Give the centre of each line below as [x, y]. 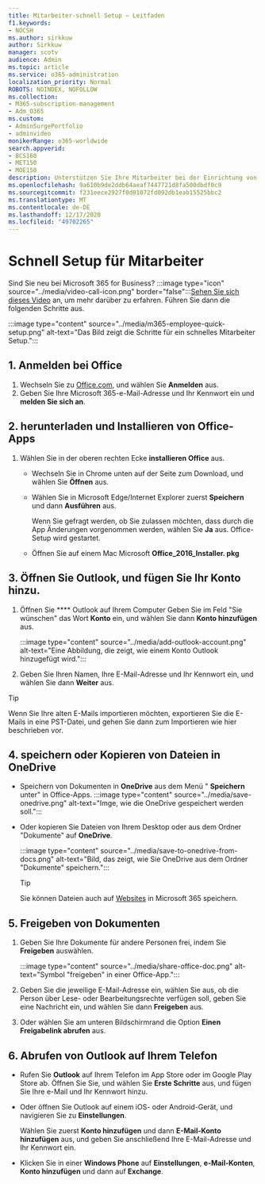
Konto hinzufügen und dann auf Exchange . [92, 1171]
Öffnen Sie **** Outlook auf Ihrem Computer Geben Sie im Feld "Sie [131, 609]
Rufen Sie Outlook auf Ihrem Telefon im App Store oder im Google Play [136, 1075]
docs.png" [37, 859]
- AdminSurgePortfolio [46, 126]
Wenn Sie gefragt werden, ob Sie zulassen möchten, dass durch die [142, 521]
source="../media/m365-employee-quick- [157, 324]
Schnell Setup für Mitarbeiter [106, 261]
